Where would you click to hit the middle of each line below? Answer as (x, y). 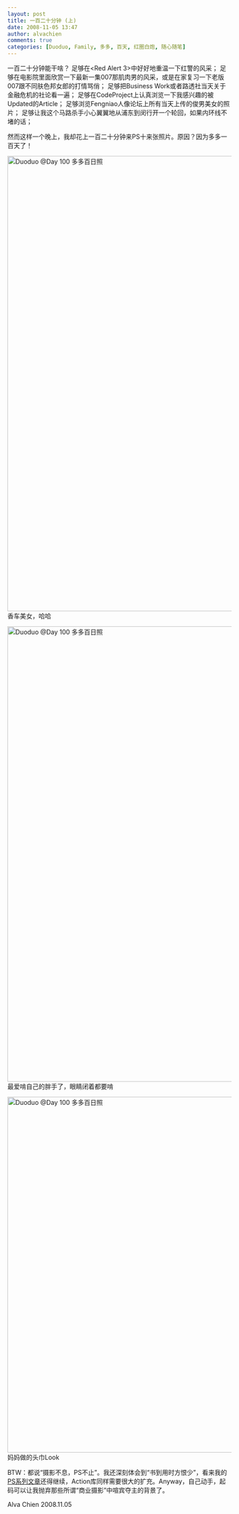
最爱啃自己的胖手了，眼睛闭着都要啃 (60, 1086)
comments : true (30, 41)
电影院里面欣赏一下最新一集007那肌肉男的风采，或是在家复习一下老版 (122, 77)
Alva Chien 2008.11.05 (40, 1504)
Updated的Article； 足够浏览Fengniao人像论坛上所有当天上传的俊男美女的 (116, 104)
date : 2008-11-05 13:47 (43, 27)
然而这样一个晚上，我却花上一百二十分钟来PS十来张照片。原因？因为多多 (114, 137)
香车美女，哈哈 (29, 616)
